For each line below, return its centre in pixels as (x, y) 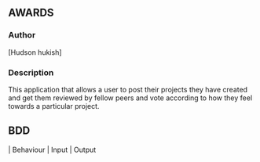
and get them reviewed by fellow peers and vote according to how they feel (130, 98)
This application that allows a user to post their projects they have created (128, 89)
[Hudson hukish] (35, 52)
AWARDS (31, 13)
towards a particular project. (54, 106)
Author (22, 35)
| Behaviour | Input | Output (52, 149)
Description (31, 72)
